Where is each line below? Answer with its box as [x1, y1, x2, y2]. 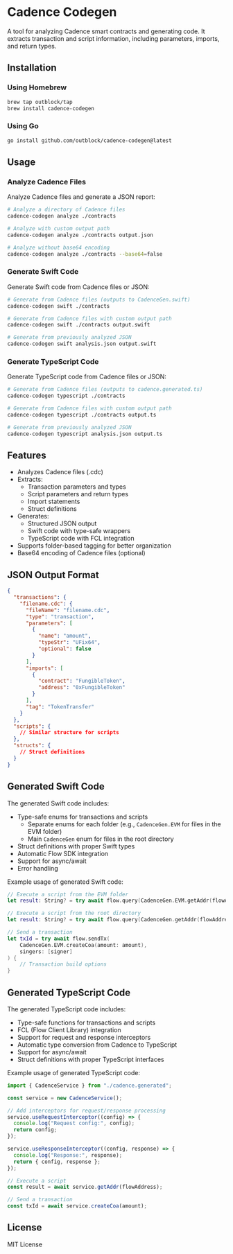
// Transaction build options [19, 961, 107, 968]
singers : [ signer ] [19, 948, 73, 955]
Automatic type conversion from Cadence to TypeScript [17, 1040, 178, 1049]
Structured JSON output [27, 519, 97, 528]
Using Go [7, 121, 40, 131]
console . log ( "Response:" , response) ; [13, 1151, 123, 1158]
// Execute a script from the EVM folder [7, 891, 129, 898]
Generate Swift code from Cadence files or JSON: [7, 282, 150, 291]
